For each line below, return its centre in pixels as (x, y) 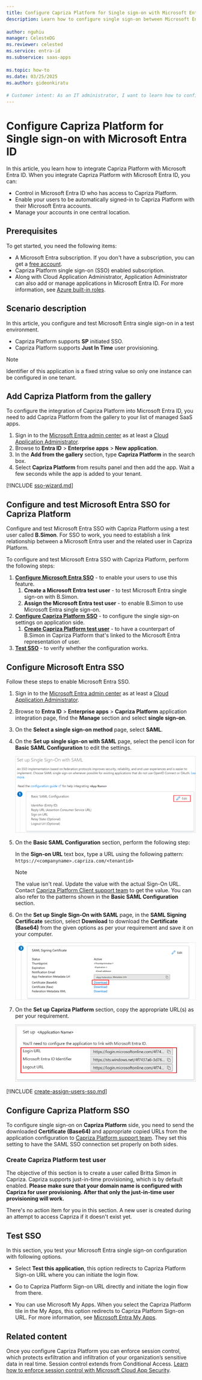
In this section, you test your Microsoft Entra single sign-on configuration (97, 1250)
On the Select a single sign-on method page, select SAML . (89, 730)
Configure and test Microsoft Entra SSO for (88, 504)
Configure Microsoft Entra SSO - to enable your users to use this (96, 578)
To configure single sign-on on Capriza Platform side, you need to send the (100, 1125)
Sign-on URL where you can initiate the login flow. (77, 1275)
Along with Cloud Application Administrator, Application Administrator (101, 276)
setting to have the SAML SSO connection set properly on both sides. (92, 1145)
